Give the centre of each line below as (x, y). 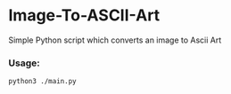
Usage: (25, 63)
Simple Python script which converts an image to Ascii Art (115, 40)
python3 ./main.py (42, 82)
